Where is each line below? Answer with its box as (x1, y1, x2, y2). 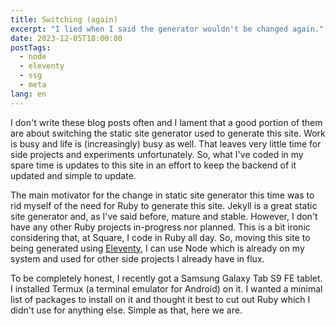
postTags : (10, 42, 52, 53)
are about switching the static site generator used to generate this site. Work (10, 127, 326, 139)
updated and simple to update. (10, 169, 137, 181)
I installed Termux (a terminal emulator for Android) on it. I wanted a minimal (10, 282, 323, 295)
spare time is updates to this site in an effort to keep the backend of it (10, 159, 297, 171)
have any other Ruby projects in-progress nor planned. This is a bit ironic (10, 221, 311, 233)
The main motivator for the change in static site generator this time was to (10, 189, 315, 201)
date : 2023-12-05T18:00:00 (10, 33, 123, 43)
